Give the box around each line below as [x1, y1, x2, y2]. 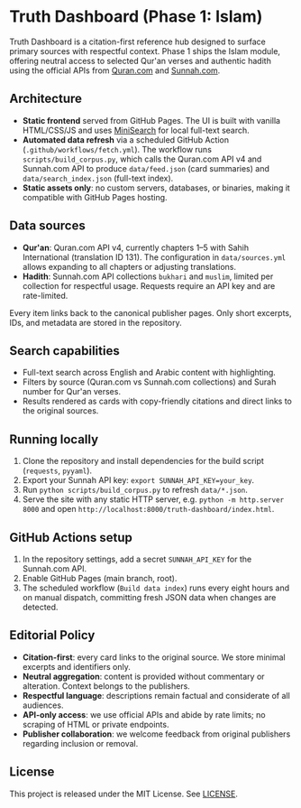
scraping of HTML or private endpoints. [22, 719, 169, 729]
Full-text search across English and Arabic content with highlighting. [22, 367, 277, 378]
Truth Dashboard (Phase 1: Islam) [9, 6, 263, 27]
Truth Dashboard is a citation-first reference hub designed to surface [9, 36, 266, 47]
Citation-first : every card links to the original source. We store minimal [22, 652, 286, 663]
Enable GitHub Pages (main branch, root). [22, 573, 178, 583]
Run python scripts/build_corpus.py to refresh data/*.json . [22, 485, 248, 496]
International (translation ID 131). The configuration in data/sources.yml [22, 251, 287, 263]
